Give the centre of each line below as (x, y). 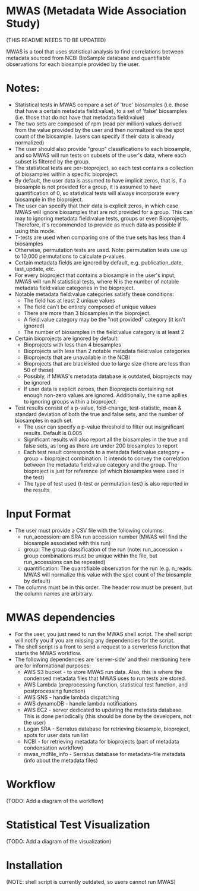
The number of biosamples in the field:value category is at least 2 (104, 332)
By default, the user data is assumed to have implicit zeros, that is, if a (100, 180)
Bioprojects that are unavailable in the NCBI (77, 357)
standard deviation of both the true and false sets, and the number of (99, 414)
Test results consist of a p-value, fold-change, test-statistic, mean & (98, 408)
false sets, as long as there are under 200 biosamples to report (101, 446)
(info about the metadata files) (61, 760)
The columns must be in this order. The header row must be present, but (104, 587)
